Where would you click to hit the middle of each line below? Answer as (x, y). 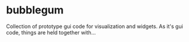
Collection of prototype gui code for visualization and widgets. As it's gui (94, 26)
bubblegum (35, 10)
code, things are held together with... (51, 32)
